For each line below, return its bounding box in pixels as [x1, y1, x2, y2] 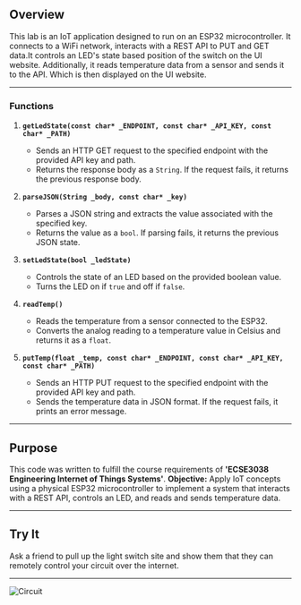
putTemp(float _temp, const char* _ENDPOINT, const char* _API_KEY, [21, 354, 284, 363]
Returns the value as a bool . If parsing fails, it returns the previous [35, 227, 279, 238]
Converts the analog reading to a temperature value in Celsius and [35, 326, 280, 337]
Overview [9, 7, 65, 22]
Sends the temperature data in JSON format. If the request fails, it [35, 396, 279, 407]
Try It [9, 527, 40, 542]
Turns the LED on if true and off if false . [35, 281, 185, 292]
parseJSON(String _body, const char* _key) [21, 192, 188, 202]
